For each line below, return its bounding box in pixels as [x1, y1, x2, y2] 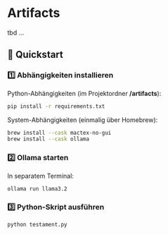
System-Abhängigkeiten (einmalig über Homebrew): [7, 115, 158, 124]
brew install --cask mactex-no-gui [7, 129, 112, 136]
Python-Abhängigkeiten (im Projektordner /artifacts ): [7, 89, 162, 97]
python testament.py [7, 221, 68, 228]
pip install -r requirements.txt [7, 102, 105, 110]
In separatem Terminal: [7, 171, 74, 180]
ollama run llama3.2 [7, 185, 68, 192]
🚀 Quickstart [7, 49, 63, 61]
